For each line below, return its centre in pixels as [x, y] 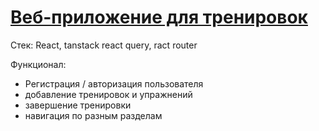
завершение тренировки [78, 105]
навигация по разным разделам [93, 115]
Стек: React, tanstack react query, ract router [104, 45]
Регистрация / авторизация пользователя [114, 83]
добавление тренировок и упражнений [108, 94]
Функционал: [38, 64]
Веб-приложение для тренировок [159, 17]
